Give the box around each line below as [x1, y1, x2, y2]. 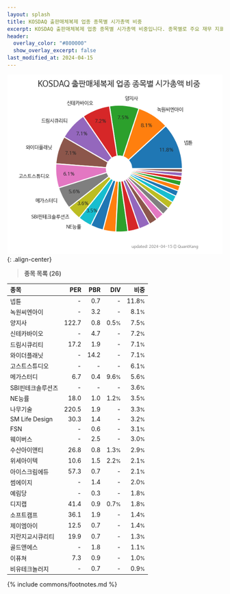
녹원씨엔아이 [10, 308, 44, 316]
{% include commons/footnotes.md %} [7, 580, 118, 589]
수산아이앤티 [10, 446, 44, 454]
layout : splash [7, 11, 51, 18]
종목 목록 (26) [23, 269, 62, 277]
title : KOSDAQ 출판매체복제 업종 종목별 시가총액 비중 [7, 18, 142, 25]
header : [7, 33, 29, 40]
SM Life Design [10, 415, 53, 423]
